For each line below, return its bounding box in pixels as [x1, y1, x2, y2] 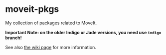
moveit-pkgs [5, 3, 59, 15]
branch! [5, 35, 22, 41]
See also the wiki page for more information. [5, 44, 96, 50]
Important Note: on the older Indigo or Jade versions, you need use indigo [5, 29, 162, 35]
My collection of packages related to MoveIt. [5, 20, 97, 26]
